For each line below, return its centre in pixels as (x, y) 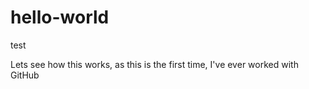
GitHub (25, 75)
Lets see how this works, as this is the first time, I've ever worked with (154, 64)
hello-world (60, 17)
